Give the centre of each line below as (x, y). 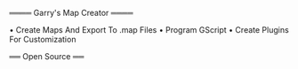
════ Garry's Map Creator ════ (71, 13)
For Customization (43, 39)
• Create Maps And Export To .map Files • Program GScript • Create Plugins (149, 30)
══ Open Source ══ (47, 56)
